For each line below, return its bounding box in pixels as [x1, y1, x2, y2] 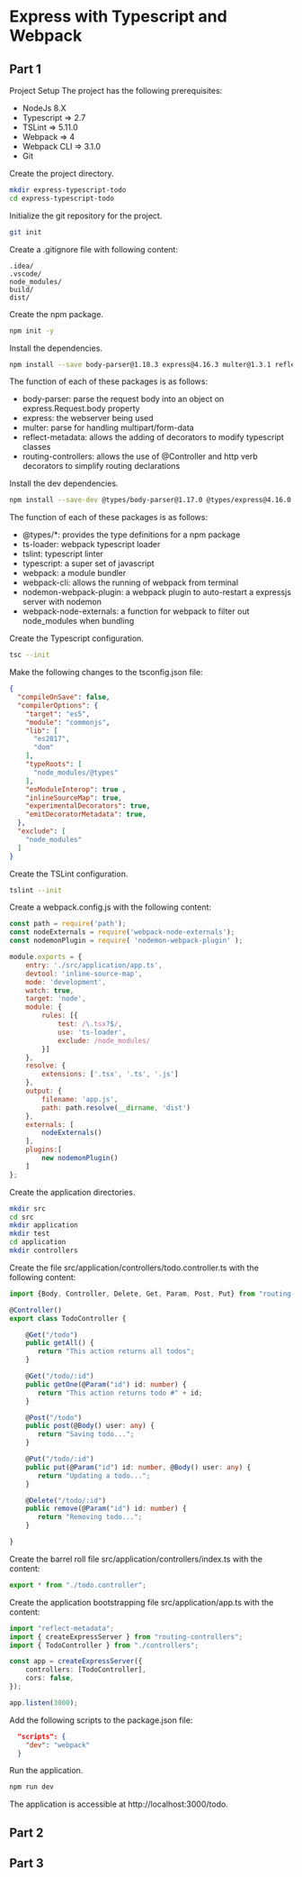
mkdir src [9, 1204, 47, 1213]
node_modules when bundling [22, 616, 135, 627]
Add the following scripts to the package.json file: [9, 1715, 193, 1726]
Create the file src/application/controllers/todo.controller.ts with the [9, 1262, 259, 1273]
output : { [25, 1086, 63, 1095]
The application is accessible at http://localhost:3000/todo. [9, 1799, 229, 1809]
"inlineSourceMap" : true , [25, 793, 123, 802]
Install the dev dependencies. [9, 478, 119, 489]
